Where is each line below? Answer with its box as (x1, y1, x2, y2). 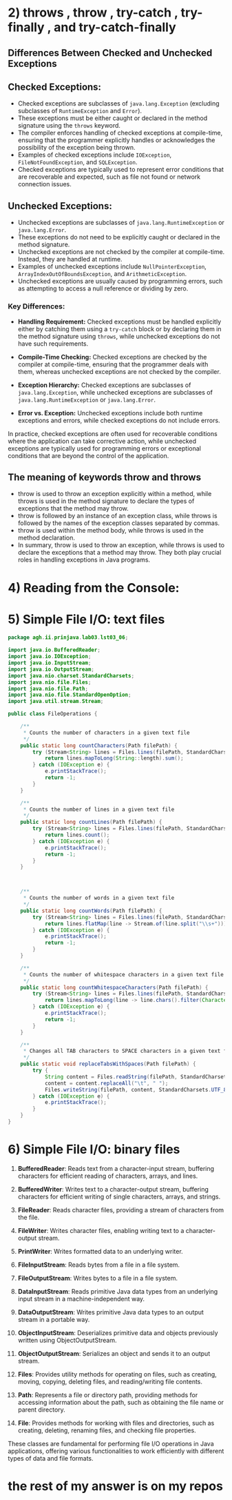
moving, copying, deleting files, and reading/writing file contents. (17, 1377, 202, 1385)
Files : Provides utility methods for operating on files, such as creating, (17, 1370, 218, 1378)
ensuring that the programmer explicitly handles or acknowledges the (17, 136, 215, 144)
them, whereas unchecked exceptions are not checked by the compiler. (17, 367, 221, 375)
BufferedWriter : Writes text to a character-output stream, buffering (17, 1185, 209, 1193)
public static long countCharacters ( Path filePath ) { (20, 742, 178, 749)
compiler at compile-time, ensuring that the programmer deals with (17, 360, 209, 368)
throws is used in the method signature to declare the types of (17, 497, 195, 505)
